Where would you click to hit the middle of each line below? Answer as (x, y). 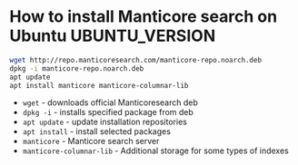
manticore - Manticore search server (91, 141)
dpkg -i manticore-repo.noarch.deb (77, 68)
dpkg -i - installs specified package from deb (108, 112)
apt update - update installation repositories (105, 122)
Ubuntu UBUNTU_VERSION (113, 36)
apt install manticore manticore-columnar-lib (99, 85)
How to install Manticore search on (144, 17)
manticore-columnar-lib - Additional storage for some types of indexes (155, 150)
